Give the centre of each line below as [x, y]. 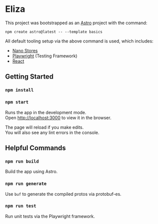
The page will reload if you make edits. [44, 127]
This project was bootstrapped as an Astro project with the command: [76, 23]
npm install [20, 90]
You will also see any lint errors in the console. [52, 133]
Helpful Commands [36, 148]
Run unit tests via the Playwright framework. [50, 216]
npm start [17, 102]
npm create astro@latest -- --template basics [54, 32]
